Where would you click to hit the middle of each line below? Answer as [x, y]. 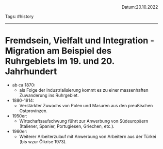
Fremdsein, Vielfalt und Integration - [80, 41]
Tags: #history [19, 16]
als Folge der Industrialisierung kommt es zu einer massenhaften [84, 90]
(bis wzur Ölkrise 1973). [43, 141]
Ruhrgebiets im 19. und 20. [60, 61]
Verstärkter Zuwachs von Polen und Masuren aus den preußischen [86, 105]
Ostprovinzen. [33, 111]
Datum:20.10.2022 [140, 7]
